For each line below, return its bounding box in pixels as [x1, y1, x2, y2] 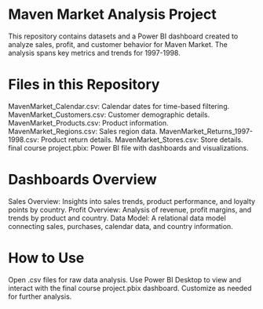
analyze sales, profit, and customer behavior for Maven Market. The [8, 39, 228, 49]
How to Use [8, 249, 85, 267]
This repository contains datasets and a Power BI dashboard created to [8, 31, 239, 41]
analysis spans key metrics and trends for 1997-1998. [8, 48, 181, 57]
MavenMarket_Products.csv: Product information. [8, 118, 169, 127]
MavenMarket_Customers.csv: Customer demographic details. [8, 110, 210, 119]
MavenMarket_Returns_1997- [159, 126, 254, 136]
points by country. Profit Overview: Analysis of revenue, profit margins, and [8, 205, 252, 214]
